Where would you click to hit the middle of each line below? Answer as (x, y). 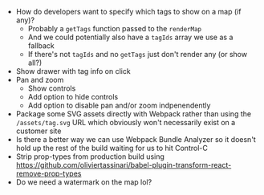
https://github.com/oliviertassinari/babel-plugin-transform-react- (124, 165)
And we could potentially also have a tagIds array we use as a (130, 37)
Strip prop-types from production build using (90, 156)
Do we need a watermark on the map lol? (84, 182)
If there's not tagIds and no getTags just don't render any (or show (137, 54)
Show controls (52, 88)
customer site (39, 131)
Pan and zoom (40, 80)
